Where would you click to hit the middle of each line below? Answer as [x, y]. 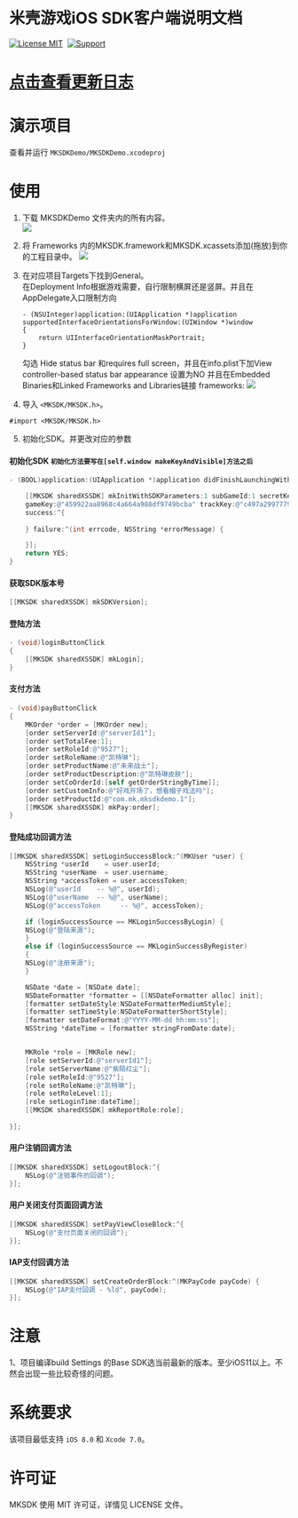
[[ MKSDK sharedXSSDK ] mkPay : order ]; [93, 807]
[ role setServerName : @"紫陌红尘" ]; [88, 1069]
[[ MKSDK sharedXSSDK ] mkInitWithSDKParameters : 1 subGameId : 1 [140, 497]
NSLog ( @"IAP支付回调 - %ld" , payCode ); [96, 1290]
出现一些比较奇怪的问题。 [71, 1374]
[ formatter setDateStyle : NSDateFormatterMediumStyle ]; [129, 1004]
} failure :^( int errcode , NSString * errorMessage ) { [125, 529]
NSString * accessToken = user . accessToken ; [107, 881]
